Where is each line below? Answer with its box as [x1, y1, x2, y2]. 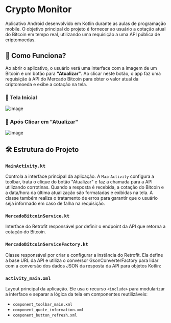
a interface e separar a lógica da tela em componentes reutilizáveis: [5, 291, 148, 297]
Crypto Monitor [5, 4, 72, 15]
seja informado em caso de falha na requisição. [5, 200, 105, 207]
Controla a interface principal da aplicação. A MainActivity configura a [5, 173, 154, 179]
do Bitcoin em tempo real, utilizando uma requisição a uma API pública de [5, 31, 160, 37]
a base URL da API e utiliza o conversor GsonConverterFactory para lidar [5, 257, 159, 263]
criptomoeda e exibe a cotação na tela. [5, 81, 88, 87]
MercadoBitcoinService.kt [5, 213, 70, 219]
